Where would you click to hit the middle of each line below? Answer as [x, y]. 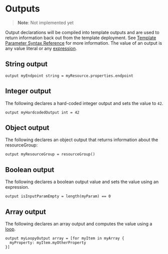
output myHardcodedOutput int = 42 [42, 112]
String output [26, 64]
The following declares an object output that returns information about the [82, 140]
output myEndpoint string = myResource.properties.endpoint [69, 76]
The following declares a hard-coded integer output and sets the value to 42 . [84, 103]
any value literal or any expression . [41, 48]
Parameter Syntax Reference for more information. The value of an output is [83, 43]
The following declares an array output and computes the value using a [79, 224]
